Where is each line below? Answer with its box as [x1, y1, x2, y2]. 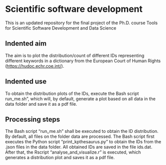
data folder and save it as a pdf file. [5, 101, 78, 107]
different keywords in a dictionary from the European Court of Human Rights [5, 58, 161, 64]
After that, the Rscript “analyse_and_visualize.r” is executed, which [5, 149, 141, 155]
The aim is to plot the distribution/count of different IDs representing [5, 52, 145, 58]
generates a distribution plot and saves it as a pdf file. [5, 155, 115, 161]
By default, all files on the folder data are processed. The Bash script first [5, 133, 155, 139]
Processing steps [5, 115, 60, 124]
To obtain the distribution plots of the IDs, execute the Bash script [5, 90, 139, 96]
